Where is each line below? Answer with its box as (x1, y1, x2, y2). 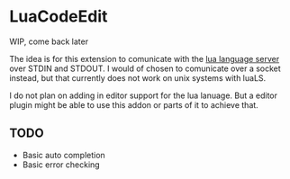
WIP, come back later (9, 36, 88, 47)
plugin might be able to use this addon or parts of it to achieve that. (9, 99, 258, 110)
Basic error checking (22, 159, 101, 170)
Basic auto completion (22, 149, 105, 160)
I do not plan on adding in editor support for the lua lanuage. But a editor (9, 90, 277, 101)
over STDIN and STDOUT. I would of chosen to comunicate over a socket (9, 63, 281, 74)
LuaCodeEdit (9, 6, 108, 27)
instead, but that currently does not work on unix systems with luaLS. (9, 72, 267, 83)
